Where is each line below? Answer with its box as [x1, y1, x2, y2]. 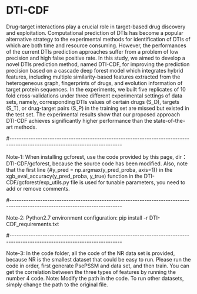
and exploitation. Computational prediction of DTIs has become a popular [6, 29, 183, 36]
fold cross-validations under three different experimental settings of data [6, 92, 183, 99]
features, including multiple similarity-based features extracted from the [6, 73, 181, 80]
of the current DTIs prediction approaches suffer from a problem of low [6, 48, 179, 55]
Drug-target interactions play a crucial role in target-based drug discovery [6, 23, 186, 30]
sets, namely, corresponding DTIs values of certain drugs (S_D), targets [6, 98, 180, 105]
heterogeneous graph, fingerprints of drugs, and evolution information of [6, 79, 183, 86]
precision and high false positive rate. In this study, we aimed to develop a [6, 54, 185, 61]
